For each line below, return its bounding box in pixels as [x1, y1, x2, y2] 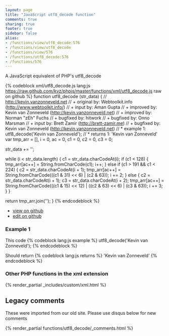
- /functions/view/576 [5, 50, 53, 55]
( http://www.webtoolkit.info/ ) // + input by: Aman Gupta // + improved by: [5, 104, 157, 110]
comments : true [5, 17, 37, 22]
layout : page [5, 7, 33, 13]
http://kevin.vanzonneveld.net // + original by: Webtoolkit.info [5, 99, 133, 105]
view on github [12, 208, 44, 214]
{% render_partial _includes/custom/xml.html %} [5, 281, 106, 288]
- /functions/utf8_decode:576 [5, 54, 69, 60]
